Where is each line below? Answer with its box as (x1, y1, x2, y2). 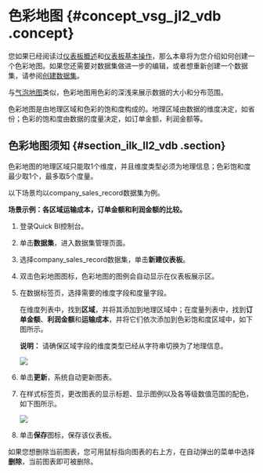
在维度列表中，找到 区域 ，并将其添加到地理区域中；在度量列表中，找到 (19, 304, 247, 314)
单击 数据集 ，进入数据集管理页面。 (19, 238, 130, 247)
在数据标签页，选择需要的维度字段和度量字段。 (19, 288, 171, 297)
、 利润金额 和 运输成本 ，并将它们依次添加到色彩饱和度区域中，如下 (40, 315, 253, 324)
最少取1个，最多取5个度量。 (8, 171, 98, 180)
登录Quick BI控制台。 (19, 221, 88, 231)
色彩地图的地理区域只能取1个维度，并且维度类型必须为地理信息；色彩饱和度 (8, 162, 251, 171)
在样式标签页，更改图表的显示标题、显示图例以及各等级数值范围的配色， (19, 389, 253, 398)
